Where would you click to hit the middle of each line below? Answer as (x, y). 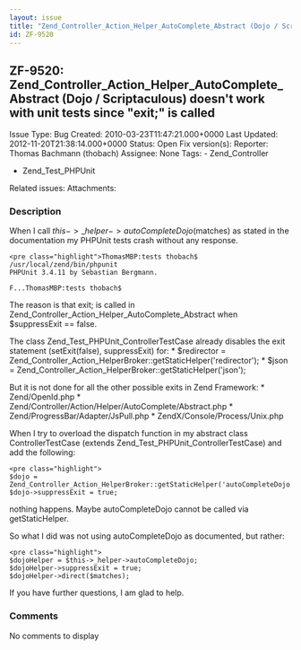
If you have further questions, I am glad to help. (97, 593)
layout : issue (36, 18)
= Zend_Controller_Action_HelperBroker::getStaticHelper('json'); (128, 370)
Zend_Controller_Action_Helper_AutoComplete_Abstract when (124, 314)
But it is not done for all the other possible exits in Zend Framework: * (137, 388)
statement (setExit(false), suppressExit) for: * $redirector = (118, 351)
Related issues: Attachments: (63, 189)
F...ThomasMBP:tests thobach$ (66, 288)
